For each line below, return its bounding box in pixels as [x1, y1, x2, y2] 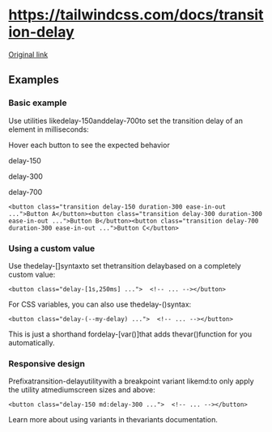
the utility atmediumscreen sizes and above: [8, 385, 155, 395]
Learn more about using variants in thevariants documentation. [8, 415, 219, 425]
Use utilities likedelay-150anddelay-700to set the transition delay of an [8, 116, 243, 125]
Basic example [8, 97, 67, 108]
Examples [8, 73, 59, 87]
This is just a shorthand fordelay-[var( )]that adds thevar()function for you [8, 329, 253, 339]
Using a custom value [8, 243, 96, 254]
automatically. [8, 337, 55, 347]
